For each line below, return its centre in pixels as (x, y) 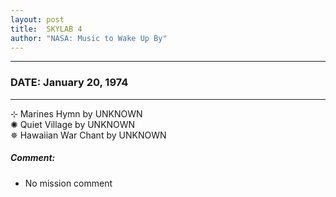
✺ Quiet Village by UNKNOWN (73, 124)
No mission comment (68, 183)
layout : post (37, 19)
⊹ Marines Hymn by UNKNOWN (76, 113)
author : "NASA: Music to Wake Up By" (89, 38)
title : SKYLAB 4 (46, 29)
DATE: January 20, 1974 (69, 83)
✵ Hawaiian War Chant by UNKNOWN (88, 135)
